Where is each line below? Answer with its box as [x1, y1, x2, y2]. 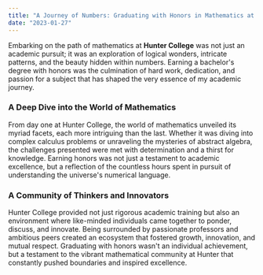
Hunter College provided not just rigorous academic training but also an [8, 208, 240, 217]
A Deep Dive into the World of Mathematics [8, 102, 177, 113]
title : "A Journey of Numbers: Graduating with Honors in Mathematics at [8, 11, 255, 20]
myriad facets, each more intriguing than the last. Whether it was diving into [8, 128, 254, 138]
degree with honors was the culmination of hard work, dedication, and [8, 65, 236, 75]
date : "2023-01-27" [8, 19, 72, 27]
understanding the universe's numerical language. [8, 170, 171, 180]
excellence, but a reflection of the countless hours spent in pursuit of [8, 162, 232, 171]
